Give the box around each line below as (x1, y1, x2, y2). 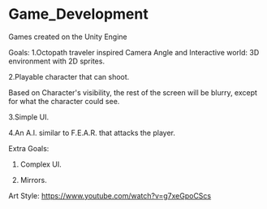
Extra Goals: (8, 143, 50, 153)
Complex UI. (19, 159, 62, 169)
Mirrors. (19, 175, 47, 185)
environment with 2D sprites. (8, 56, 106, 66)
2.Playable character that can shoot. (8, 72, 130, 81)
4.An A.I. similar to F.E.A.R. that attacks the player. (8, 128, 176, 137)
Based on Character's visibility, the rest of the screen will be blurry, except (8, 87, 258, 98)
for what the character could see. (8, 96, 120, 106)
